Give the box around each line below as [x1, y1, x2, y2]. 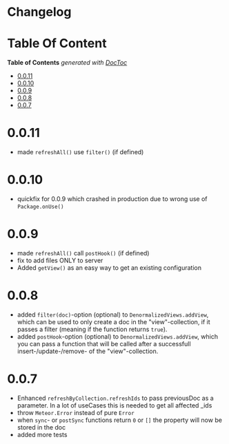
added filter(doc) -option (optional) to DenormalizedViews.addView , [17, 310, 209, 319]
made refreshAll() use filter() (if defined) [17, 148, 144, 156]
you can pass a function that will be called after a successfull [17, 339, 191, 348]
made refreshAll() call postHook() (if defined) [17, 249, 150, 257]
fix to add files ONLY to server [17, 256, 103, 264]
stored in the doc [17, 423, 66, 431]
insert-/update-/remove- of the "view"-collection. [17, 347, 159, 355]
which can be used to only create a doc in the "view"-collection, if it [17, 317, 210, 326]
